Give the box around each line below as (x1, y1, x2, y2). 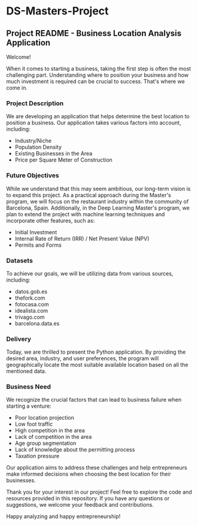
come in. (6, 84, 28, 91)
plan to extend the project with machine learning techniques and (6, 210, 165, 217)
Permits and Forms (14, 241, 62, 249)
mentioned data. (6, 367, 47, 375)
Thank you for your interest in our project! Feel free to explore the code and (6, 488, 193, 496)
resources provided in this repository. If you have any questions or (6, 495, 170, 502)
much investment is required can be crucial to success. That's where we (6, 78, 185, 85)
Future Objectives (6, 171, 59, 180)
